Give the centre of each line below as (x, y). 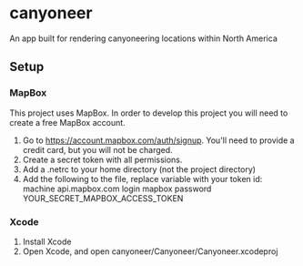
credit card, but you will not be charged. (97, 149)
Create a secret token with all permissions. (102, 159)
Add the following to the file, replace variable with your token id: (142, 179)
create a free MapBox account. (67, 122)
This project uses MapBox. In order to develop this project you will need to (149, 113)
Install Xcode (47, 241)
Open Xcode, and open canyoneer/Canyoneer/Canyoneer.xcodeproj (150, 251)
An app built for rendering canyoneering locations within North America (143, 38)
